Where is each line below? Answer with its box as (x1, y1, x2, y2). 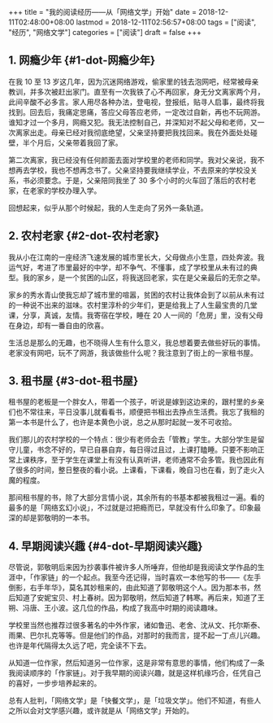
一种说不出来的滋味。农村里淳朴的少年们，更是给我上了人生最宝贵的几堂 (15, 300, 258, 309)
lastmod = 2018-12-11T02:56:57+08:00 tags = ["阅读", (76, 17, 257, 27)
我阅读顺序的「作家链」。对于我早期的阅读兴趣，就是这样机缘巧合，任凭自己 (8, 668, 262, 678)
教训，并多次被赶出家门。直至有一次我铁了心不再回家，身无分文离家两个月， (8, 86, 265, 96)
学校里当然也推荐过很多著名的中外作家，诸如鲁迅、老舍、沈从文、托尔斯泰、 (8, 620, 265, 630)
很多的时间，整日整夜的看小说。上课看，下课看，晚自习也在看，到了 (15, 465, 244, 475)
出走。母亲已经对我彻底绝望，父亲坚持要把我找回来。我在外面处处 (29, 127, 250, 137)
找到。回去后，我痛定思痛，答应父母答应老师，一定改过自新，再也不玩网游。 (8, 107, 265, 116)
